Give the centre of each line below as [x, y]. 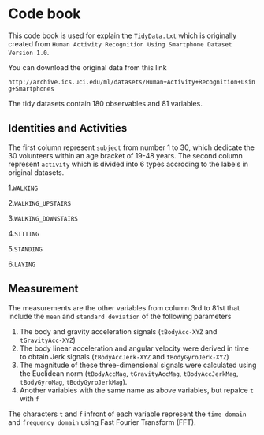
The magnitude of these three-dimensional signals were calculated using [138, 365]
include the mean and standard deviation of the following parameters [120, 316]
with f [29, 398]
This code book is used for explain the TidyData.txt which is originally [123, 35]
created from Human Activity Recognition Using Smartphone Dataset [120, 43]
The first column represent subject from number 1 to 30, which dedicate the [131, 147]
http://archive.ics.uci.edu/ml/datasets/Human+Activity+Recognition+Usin [132, 82]
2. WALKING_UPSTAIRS [40, 203]
